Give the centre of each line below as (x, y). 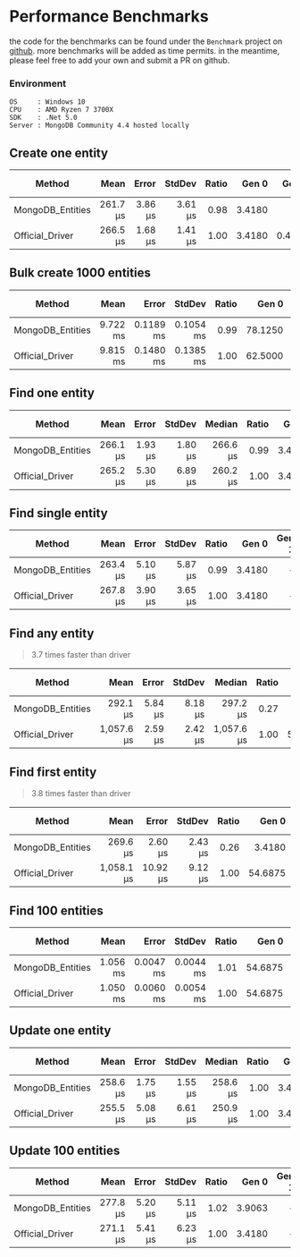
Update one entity (60, 1031)
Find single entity (59, 513)
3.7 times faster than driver (81, 655)
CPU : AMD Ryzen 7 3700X (62, 110)
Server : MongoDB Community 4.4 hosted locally (100, 126)
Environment (38, 83)
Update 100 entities (65, 1151)
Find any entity (52, 633)
